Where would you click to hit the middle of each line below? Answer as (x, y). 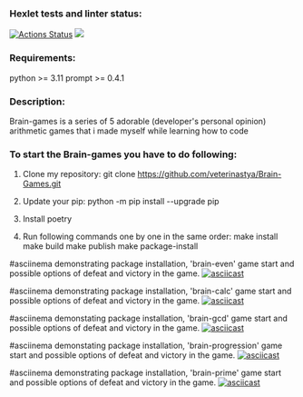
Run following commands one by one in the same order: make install (150, 237)
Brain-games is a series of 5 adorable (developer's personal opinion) (138, 121)
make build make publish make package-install (110, 246)
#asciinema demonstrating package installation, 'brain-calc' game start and (151, 291)
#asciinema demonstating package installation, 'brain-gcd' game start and (149, 318)
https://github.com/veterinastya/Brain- (210, 174)
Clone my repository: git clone (79, 174)
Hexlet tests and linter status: (76, 14)
